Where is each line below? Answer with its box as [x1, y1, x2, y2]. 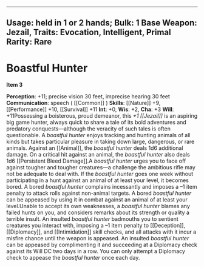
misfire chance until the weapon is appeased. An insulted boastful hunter [6, 235, 189, 242]
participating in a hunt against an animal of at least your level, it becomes [6, 177, 189, 184]
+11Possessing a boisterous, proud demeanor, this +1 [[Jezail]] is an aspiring [6, 112, 198, 120]
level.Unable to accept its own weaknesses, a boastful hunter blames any [6, 203, 190, 210]
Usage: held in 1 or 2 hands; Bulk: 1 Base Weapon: [6, 18, 197, 28]
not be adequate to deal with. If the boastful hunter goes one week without [6, 171, 194, 178]
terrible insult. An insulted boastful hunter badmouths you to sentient [6, 215, 179, 223]
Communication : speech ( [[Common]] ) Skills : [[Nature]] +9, [6, 100, 161, 107]
